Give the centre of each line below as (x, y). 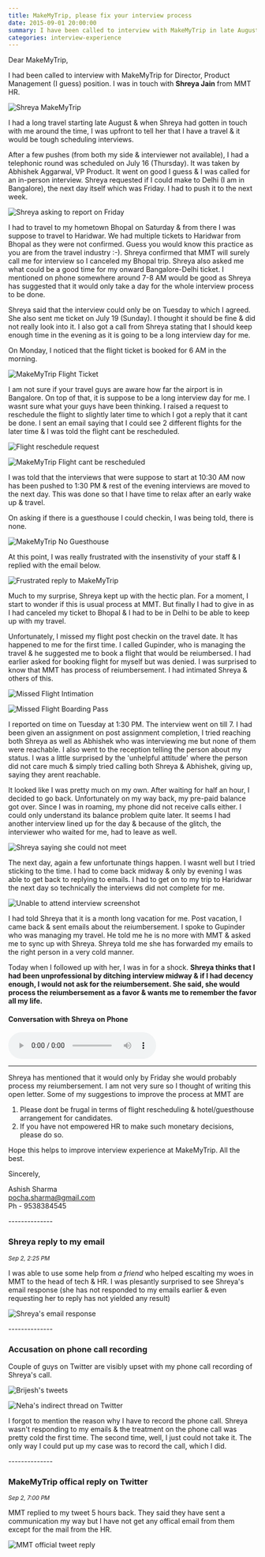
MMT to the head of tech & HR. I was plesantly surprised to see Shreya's (126, 1281)
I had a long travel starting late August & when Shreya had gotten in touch (128, 123)
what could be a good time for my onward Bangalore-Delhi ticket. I (116, 270)
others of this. (31, 679)
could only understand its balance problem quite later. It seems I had (119, 816)
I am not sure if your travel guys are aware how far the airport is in (116, 390)
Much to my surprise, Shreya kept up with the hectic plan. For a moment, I (128, 596)
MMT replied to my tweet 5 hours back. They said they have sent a (117, 1513)
